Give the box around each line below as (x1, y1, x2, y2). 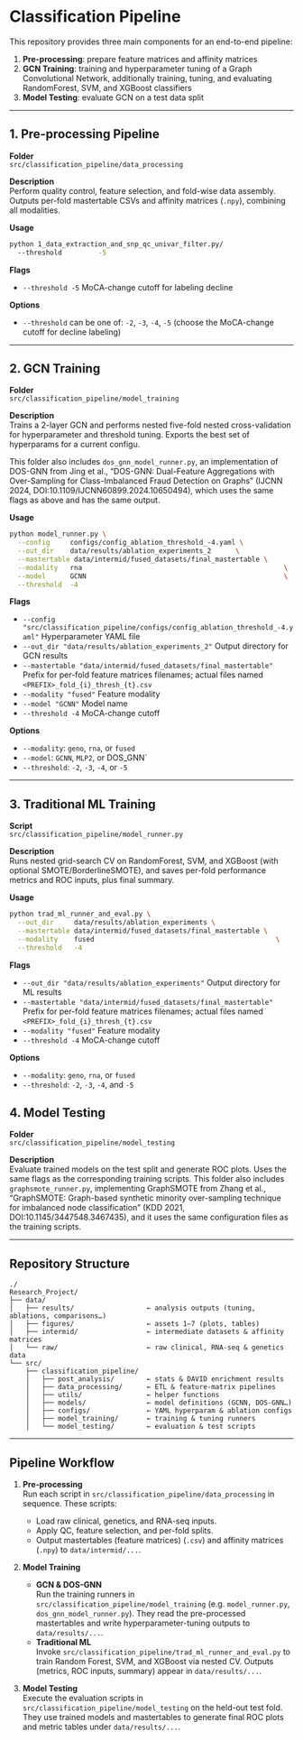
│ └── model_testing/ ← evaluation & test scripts (25, 1422, 256, 1432)
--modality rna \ (17, 563, 289, 572)
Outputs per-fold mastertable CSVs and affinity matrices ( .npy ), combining (9, 195, 286, 206)
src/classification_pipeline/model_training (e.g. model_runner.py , (35, 1598, 290, 1609)
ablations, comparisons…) (9, 1312, 106, 1321)
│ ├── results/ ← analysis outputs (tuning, (9, 1303, 256, 1313)
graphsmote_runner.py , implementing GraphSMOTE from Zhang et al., (9, 1183, 266, 1194)
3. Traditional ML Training (9, 796, 156, 812)
